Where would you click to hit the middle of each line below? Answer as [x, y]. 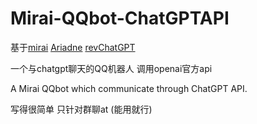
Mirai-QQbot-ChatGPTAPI [120, 18]
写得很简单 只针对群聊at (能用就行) [81, 109]
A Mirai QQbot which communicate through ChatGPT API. [129, 88]
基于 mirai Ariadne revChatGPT [73, 47]
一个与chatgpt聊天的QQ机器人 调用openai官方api [111, 68]
